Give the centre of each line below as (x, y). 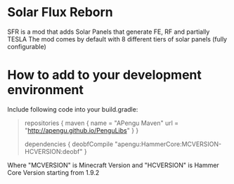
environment (46, 90)
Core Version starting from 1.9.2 (53, 172)
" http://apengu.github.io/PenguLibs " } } (82, 130)
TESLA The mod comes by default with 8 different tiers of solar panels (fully (117, 39)
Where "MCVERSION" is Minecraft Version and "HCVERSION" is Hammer (113, 165)
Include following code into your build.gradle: (73, 109)
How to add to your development (104, 75)
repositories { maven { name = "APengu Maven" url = (102, 123)
